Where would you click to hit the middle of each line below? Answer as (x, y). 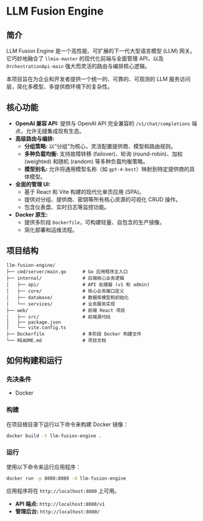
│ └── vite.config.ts (36, 327)
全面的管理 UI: (33, 184)
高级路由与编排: (35, 139)
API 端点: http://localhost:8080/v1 (60, 503)
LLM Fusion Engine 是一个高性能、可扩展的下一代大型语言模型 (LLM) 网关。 (101, 51)
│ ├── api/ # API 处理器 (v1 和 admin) (78, 285)
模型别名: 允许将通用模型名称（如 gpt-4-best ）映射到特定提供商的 (107, 169)
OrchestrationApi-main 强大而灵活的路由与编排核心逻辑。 (78, 66)
